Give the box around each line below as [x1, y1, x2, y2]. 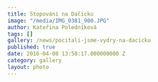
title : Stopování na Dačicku [7, 10, 94, 18]
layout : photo [7, 63, 50, 71]
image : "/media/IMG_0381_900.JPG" [7, 17, 110, 24]
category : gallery [7, 57, 62, 64]
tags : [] [7, 30, 33, 38]
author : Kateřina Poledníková [7, 24, 98, 31]
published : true [7, 43, 56, 51]
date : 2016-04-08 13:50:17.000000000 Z [7, 51, 126, 58]
